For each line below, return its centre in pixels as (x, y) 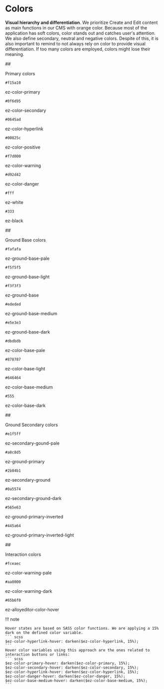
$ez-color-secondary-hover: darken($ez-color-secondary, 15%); (72, 668)
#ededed (13, 304)
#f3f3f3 (13, 286)
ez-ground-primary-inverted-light (40, 535)
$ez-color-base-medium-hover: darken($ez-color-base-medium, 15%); (77, 681)
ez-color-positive (23, 147)
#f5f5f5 (13, 267)
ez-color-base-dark (25, 405)
